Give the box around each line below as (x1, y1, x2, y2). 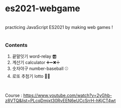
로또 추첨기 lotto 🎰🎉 (12, 73, 50, 79)
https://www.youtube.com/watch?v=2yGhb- (23, 92, 112, 98)
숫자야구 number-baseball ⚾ (12, 65, 69, 71)
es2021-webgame (5, 3, 81, 14)
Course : (5, 92, 22, 98)
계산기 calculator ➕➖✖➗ (12, 60, 60, 65)
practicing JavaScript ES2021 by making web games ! (5, 24, 113, 30)
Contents (5, 42, 28, 48)
